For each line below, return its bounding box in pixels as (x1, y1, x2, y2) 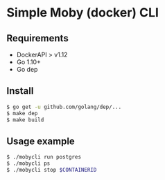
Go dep (16, 66, 38, 73)
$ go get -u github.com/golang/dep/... (6, 103, 122, 110)
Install (6, 85, 34, 97)
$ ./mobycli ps (6, 160, 51, 167)
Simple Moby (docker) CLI (6, 5, 159, 21)
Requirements (6, 32, 69, 44)
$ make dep (6, 110, 38, 117)
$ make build (6, 116, 44, 123)
